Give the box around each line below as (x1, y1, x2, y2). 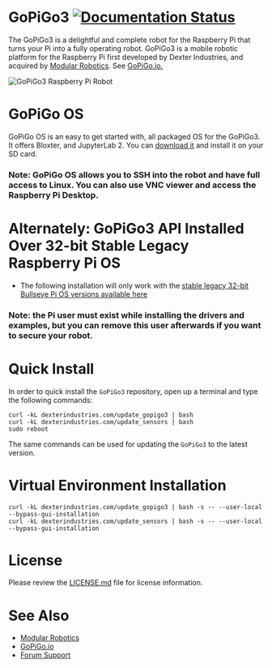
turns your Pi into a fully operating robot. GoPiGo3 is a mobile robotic (8, 43, 239, 53)
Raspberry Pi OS (8, 254, 121, 272)
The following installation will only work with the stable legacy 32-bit (19, 280, 249, 290)
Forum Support (19, 650, 71, 660)
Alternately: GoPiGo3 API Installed (8, 219, 244, 238)
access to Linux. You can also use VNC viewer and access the (8, 179, 257, 191)
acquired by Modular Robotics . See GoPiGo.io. (8, 61, 164, 71)
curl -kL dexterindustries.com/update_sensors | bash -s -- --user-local (8, 517, 263, 525)
